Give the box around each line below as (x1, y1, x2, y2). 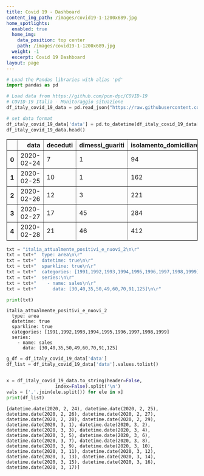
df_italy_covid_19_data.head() (6, 127, 86, 133)
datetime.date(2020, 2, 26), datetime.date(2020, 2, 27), (6, 411, 156, 417)
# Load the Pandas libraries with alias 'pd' (6, 77, 123, 83)
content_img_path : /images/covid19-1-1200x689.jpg (6, 15, 137, 21)
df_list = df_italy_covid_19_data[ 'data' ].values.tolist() (6, 362, 159, 368)
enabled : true (12, 26, 47, 32)
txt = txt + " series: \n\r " (6, 275, 75, 281)
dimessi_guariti (79, 141, 124, 149)
